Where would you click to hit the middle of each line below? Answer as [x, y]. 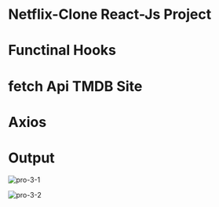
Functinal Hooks [62, 51]
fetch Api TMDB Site [75, 86]
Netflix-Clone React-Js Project [110, 15]
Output [31, 158]
